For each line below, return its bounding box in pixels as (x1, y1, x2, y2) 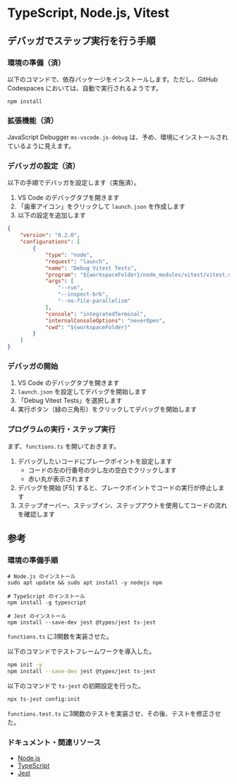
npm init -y (7, 661, 42, 668)
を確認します (17, 509, 55, 518)
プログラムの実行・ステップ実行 (7, 425, 116, 435)
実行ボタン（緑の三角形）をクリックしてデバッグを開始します (17, 405, 197, 414)
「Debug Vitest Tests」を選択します (17, 397, 123, 405)
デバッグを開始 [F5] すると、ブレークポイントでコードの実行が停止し (17, 483, 219, 492)
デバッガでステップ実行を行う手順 (7, 35, 156, 47)
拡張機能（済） (7, 115, 59, 125)
